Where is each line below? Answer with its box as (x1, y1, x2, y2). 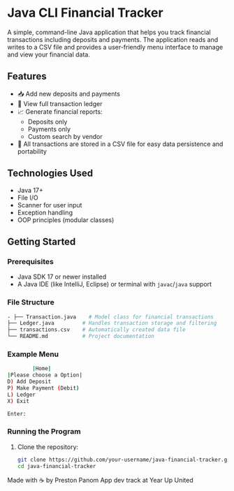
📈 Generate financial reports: (17, 107, 103, 116)
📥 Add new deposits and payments (17, 89, 121, 98)
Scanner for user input (17, 200, 82, 209)
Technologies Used (7, 168, 93, 179)
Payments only (27, 124, 71, 133)
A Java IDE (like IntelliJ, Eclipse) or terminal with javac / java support (17, 280, 212, 288)
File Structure (7, 298, 54, 307)
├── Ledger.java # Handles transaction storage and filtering (7, 320, 217, 327)
